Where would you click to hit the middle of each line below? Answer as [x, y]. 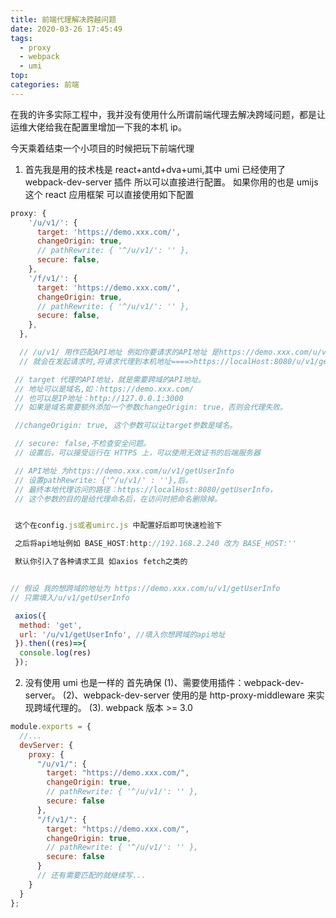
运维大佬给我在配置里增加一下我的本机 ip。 [98, 127]
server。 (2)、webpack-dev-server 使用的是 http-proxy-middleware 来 [170, 695]
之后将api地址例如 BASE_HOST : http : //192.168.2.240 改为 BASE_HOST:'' [155, 544]
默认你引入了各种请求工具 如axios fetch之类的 [101, 562]
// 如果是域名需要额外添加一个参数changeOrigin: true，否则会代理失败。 [151, 407]
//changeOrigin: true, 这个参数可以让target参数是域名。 [126, 426]
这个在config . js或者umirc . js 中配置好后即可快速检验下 [118, 526]
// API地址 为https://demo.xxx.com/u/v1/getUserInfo [124, 471]
